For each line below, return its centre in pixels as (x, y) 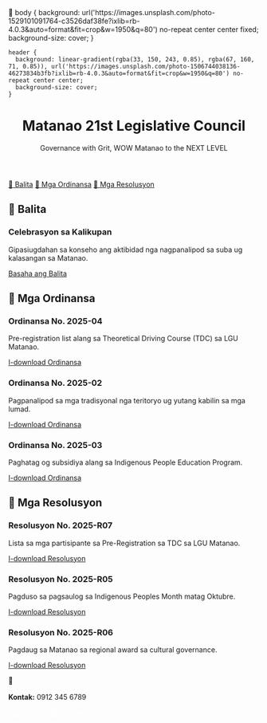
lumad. (20, 409)
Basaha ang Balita (38, 273)
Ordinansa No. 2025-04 (55, 320)
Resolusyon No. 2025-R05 (61, 579)
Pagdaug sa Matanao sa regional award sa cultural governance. (113, 650)
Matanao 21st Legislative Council (134, 126)
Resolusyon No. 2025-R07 (61, 525)
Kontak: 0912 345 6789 (47, 697)
